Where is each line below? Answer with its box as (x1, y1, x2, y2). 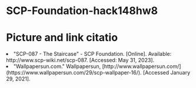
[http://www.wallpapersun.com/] (102, 63, 181, 70)
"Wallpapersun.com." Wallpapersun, (14, 63, 101, 70)
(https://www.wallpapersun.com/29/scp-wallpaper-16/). (6, 69, 142, 76)
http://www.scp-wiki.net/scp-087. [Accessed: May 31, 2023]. (6, 57, 155, 64)
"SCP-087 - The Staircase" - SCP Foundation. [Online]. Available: (14, 50, 172, 57)
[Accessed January (143, 69, 191, 76)
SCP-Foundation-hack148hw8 (6, 4, 158, 18)
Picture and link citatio (6, 31, 118, 45)
